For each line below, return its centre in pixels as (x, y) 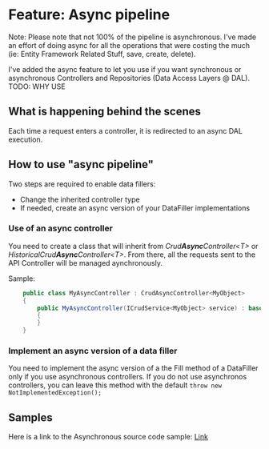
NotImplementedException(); (55, 393)
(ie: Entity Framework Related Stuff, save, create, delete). (102, 54)
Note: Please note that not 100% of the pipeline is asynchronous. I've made (132, 37)
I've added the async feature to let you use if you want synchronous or (125, 69)
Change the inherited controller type (80, 199)
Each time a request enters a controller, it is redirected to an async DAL (125, 130)
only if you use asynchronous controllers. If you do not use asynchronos (128, 377)
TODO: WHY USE (37, 86)
